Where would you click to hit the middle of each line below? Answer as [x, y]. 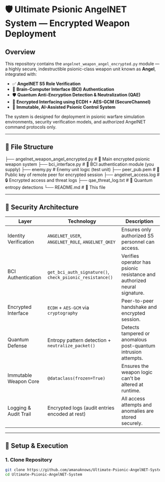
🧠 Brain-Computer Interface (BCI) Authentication [63, 89]
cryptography [63, 313]
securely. [132, 423]
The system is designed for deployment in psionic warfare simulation [75, 117]
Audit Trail [19, 414]
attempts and [137, 405]
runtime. [131, 391]
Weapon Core [23, 381]
